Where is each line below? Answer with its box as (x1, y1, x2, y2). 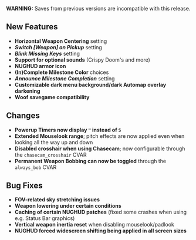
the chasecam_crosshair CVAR (14, 151, 87, 158)
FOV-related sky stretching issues (14, 196, 100, 203)
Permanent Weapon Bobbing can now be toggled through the (14, 157, 166, 164)
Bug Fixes (6, 181, 43, 191)
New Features (6, 22, 58, 32)
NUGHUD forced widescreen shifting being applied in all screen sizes (14, 227, 187, 234)
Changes (6, 111, 40, 121)
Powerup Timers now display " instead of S (14, 126, 121, 133)
